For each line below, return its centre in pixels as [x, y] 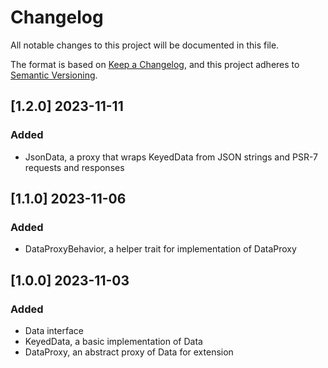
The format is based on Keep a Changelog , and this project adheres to [155, 64]
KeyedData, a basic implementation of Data [113, 341]
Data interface [54, 330]
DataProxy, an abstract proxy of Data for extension [129, 352]
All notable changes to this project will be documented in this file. [145, 45]
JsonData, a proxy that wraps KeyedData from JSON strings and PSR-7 [171, 157]
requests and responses [74, 167]
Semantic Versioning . [54, 75]
